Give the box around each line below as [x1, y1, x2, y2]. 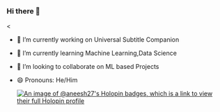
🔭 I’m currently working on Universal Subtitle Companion [16, 35, 180, 44]
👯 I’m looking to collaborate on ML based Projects [16, 63, 159, 71]
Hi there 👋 [6, 6, 41, 16]
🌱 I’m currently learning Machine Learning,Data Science [16, 49, 177, 58]
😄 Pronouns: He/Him [16, 76, 78, 84]
